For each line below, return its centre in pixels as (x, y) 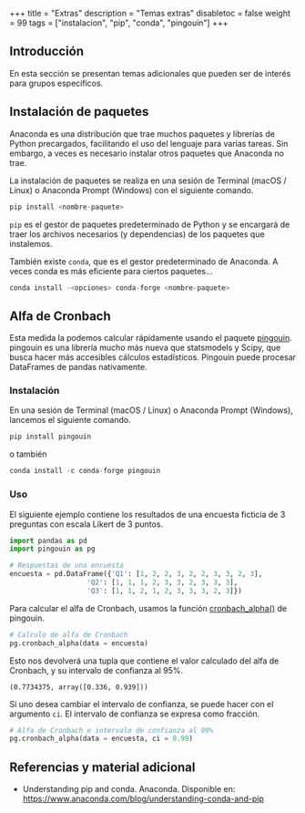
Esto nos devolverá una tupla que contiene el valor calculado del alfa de (144, 661)
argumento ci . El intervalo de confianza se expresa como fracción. (135, 714)
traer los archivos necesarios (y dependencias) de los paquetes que (137, 234)
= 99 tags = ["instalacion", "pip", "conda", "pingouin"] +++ (119, 23)
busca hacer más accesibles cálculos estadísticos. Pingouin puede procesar (153, 357)
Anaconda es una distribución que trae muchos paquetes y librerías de (142, 134)
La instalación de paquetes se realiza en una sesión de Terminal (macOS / (148, 180)
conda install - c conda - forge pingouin (85, 471)
